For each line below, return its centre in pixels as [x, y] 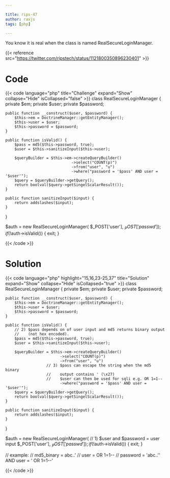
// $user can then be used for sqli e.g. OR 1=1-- [104, 379]
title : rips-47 [21, 14]
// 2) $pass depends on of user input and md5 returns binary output [90, 330]
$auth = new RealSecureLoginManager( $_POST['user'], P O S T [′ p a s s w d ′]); [83, 227]
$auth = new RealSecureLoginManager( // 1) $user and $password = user [83, 439]
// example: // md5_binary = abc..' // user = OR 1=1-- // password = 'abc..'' [83, 455]
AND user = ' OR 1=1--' [29, 460]
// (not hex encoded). [42, 334]
